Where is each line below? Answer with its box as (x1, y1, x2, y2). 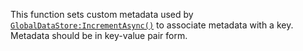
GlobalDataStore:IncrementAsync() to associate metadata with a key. (10, 19, 294, 31)
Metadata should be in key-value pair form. (10, 30, 188, 41)
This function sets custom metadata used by (10, 9, 194, 20)
